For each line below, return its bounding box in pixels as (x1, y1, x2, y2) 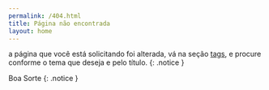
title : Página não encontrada (8, 19, 111, 28)
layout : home (8, 27, 53, 35)
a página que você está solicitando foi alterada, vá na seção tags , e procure (8, 49, 262, 59)
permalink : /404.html (8, 11, 82, 20)
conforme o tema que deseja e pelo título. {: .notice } (8, 58, 185, 67)
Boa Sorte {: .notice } (8, 74, 79, 84)
